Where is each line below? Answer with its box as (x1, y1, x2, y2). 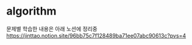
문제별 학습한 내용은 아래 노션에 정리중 (6, 25, 98, 32)
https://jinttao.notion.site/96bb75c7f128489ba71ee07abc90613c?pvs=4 (6, 32, 187, 39)
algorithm (6, 4, 57, 18)
